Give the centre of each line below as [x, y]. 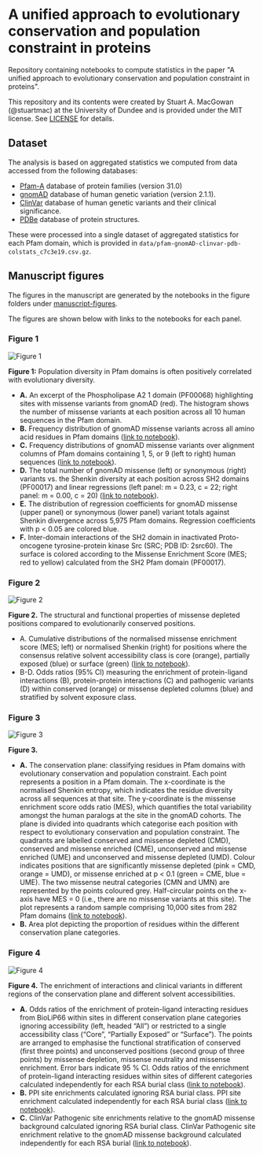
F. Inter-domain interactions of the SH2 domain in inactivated [118, 537]
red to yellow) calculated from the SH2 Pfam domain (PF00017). [122, 562]
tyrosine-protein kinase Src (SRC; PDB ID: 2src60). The [143, 546]
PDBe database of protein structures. [79, 219]
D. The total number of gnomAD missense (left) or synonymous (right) [133, 470]
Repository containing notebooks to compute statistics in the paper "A [122, 69]
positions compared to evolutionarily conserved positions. [102, 624]
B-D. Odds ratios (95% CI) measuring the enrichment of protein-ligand [133, 672]
